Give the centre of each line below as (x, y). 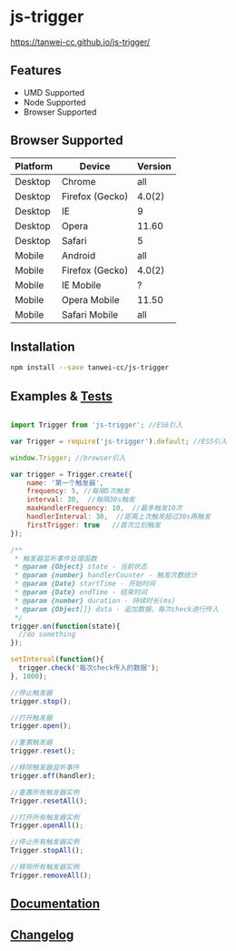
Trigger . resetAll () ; (49, 801)
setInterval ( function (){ (57, 660)
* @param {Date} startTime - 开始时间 (85, 584)
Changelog (42, 935)
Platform (34, 166)
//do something (47, 634)
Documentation (55, 904)
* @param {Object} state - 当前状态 (81, 567)
